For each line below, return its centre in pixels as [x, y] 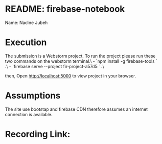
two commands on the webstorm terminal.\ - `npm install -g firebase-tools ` [81, 61]
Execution [26, 42]
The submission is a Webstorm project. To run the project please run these [80, 56]
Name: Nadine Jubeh [26, 23]
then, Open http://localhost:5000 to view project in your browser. [70, 76]
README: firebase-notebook [65, 9]
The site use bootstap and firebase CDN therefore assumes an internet [77, 109]
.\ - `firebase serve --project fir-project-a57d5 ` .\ [55, 66]
